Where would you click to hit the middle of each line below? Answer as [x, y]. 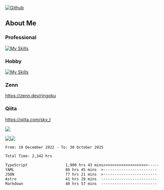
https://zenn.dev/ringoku [31, 96]
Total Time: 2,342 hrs [29, 156]
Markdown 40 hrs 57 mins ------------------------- [81, 184]
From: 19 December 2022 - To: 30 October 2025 [54, 147]
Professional [21, 37]
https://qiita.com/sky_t [28, 119]
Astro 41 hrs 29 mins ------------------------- [81, 179]
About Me [21, 23]
